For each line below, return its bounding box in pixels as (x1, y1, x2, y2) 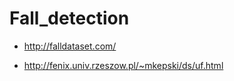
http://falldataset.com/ (23, 40, 117, 52)
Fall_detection (9, 7, 130, 30)
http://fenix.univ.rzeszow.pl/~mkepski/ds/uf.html (23, 59, 224, 71)
